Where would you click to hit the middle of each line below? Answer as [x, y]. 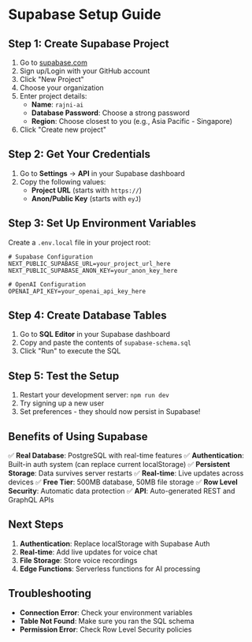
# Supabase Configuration [50, 257]
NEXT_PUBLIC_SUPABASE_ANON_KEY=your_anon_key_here [93, 271]
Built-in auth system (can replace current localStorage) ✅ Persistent [119, 465]
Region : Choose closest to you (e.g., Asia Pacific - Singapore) [132, 121]
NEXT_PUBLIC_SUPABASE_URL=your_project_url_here [89, 263]
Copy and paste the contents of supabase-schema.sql [105, 343]
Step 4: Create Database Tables [87, 316]
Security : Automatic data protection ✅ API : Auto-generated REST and [122, 491]
